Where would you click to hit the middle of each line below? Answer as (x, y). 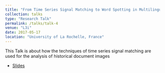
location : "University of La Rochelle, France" (55, 37)
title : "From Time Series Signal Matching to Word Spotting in (71, 10)
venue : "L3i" (18, 28)
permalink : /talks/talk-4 (31, 23)
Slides (18, 65)
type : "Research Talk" (28, 19)
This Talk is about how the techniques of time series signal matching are (78, 51)
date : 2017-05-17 (23, 32)
